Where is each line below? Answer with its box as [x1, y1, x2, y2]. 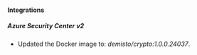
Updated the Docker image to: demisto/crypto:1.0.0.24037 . [17, 39, 191, 48]
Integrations [7, 6, 45, 14]
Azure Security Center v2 [7, 22, 85, 30]
